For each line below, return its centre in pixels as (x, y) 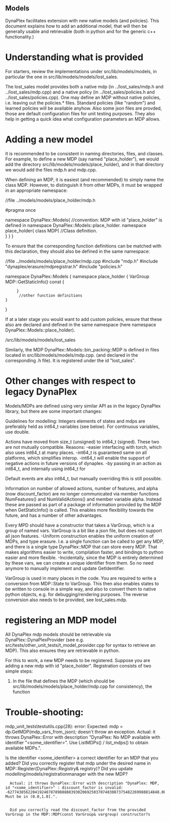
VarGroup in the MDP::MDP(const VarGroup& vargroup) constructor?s (78, 814)
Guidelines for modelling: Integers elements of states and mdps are (75, 421)
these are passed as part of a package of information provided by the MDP (83, 504)
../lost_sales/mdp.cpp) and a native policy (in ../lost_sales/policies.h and (80, 92)
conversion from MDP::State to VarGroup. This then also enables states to (82, 583)
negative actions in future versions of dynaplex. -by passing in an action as (83, 463)
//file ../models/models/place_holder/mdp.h (50, 200)
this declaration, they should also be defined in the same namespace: (78, 251)
